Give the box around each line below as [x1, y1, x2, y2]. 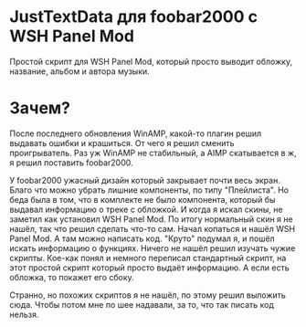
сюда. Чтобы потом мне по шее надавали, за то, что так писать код [9, 299, 274, 310]
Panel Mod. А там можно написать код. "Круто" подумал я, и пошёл [9, 233, 276, 244]
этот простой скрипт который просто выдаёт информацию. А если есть [9, 262, 290, 273]
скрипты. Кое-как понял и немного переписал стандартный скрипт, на [9, 252, 287, 263]
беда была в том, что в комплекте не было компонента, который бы [9, 194, 276, 205]
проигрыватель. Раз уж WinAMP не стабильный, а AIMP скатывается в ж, [9, 147, 297, 158]
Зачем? [9, 98, 71, 119]
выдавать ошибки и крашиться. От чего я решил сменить [9, 137, 235, 148]
